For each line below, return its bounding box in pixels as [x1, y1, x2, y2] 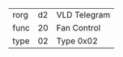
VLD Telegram [56, 10, 111, 20]
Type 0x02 [56, 35, 99, 47]
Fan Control [56, 22, 101, 33]
